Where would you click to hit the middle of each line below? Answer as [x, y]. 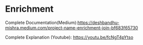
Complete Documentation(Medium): [41, 22]
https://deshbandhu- [98, 22]
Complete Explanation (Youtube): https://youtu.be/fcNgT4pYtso [69, 37]
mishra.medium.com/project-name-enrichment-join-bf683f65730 [72, 27]
